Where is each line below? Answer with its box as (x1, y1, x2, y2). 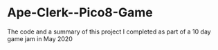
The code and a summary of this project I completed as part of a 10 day (7, 27, 211, 36)
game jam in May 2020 (7, 34, 73, 42)
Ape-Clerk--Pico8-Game (7, 5, 154, 21)
